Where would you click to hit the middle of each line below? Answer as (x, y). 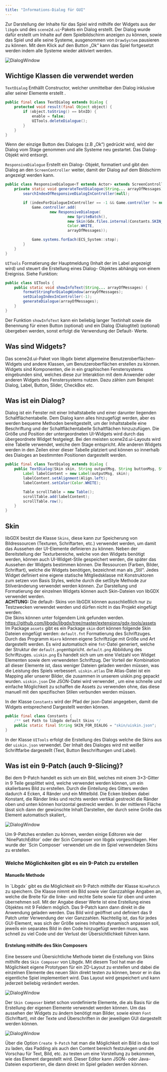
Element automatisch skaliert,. (36, 815)
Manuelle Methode (25, 875)
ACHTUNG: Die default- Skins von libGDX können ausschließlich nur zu (78, 602)
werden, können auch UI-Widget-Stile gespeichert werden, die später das (81, 559)
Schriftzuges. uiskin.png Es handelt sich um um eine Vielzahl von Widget (80, 655)
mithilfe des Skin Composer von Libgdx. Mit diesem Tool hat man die (74, 962)
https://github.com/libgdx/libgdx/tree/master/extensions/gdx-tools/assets (81, 623)
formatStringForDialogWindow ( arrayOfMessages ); (73, 292)
